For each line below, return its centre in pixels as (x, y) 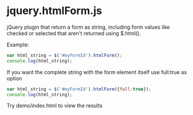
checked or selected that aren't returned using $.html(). (74, 33)
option (14, 78)
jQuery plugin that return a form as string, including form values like (88, 27)
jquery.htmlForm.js (54, 11)
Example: (18, 45)
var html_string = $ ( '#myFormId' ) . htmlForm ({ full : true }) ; (79, 89)
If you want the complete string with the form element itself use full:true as (97, 72)
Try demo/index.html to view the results (55, 106)
